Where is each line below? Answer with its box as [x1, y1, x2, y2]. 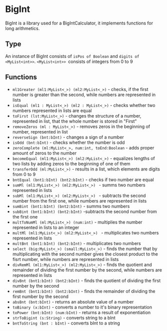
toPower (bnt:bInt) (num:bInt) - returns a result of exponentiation [12, 309, 151, 315]
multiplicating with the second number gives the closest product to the [12, 251, 158, 257]
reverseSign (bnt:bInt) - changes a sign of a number [12, 134, 124, 140]
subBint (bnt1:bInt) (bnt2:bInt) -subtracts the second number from [12, 208, 157, 214]
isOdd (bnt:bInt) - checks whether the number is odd [12, 139, 125, 145]
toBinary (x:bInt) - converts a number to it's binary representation [12, 304, 152, 310]
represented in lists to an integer [12, 224, 79, 230]
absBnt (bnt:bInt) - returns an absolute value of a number [12, 298, 134, 304]
